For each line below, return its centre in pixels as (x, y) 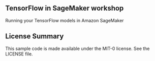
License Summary (35, 37)
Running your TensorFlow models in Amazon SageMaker (65, 20)
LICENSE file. (19, 54)
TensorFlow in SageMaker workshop (65, 8)
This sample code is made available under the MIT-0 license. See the (77, 48)
